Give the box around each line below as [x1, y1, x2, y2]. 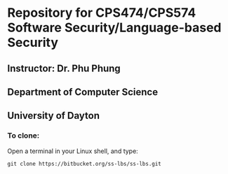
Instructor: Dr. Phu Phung [7, 62, 121, 74]
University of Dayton [7, 110, 100, 122]
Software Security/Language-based [7, 20, 222, 36]
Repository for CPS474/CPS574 [7, 5, 196, 21]
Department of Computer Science [7, 86, 159, 98]
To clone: [7, 131, 40, 140]
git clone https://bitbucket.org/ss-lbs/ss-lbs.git [7, 160, 161, 167]
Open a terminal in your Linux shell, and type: [7, 147, 138, 155]
